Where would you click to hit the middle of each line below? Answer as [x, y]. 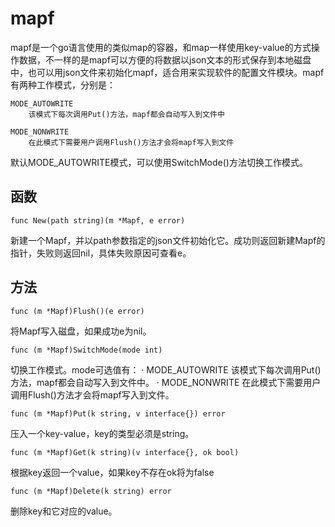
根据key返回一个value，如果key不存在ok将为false [112, 472]
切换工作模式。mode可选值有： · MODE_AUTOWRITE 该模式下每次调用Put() [166, 369]
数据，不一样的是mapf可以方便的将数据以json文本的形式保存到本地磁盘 [165, 59]
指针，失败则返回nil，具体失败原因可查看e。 [101, 253]
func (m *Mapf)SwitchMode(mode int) [86, 350]
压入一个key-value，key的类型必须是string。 [102, 433]
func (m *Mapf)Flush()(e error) [77, 311]
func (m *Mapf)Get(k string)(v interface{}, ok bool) [125, 452]
